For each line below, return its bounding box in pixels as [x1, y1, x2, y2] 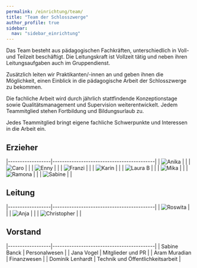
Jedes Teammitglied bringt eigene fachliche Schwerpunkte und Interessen [6, 119, 188, 126]
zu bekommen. [6, 83, 43, 91]
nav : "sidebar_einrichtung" [11, 31, 81, 37]
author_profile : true [6, 20, 60, 25]
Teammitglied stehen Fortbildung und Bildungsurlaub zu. [6, 108, 144, 115]
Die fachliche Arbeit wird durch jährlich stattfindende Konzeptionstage [6, 95, 177, 102]
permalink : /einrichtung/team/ [6, 8, 83, 15]
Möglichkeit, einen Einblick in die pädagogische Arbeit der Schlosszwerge [6, 78, 187, 85]
